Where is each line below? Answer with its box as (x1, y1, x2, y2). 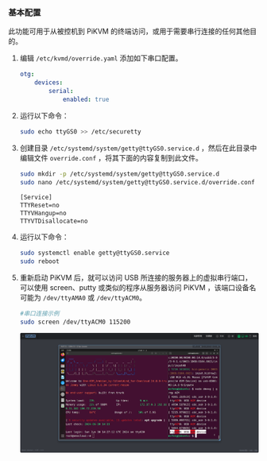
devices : (34, 79, 64, 87)
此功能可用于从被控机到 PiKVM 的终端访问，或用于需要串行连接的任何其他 (8, 26, 250, 37)
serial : (48, 87, 74, 95)
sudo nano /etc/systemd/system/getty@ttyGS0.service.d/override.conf (19, 178, 256, 186)
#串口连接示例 (19, 310, 60, 318)
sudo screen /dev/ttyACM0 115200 (19, 318, 131, 327)
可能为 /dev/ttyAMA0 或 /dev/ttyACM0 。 (19, 292, 147, 303)
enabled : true (62, 95, 110, 103)
